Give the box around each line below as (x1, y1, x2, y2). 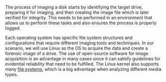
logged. (5, 25, 21, 31)
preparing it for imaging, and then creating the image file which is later (5, 9, 149, 15)
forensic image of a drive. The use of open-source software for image (5, 50, 149, 56)
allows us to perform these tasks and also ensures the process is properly (5, 20, 157, 26)
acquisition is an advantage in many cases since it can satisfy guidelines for (5, 56, 161, 61)
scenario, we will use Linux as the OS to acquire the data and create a (5, 45, 148, 51)
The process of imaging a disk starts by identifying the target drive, (5, 4, 143, 10)
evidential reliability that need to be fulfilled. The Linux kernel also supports (5, 61, 159, 67)
